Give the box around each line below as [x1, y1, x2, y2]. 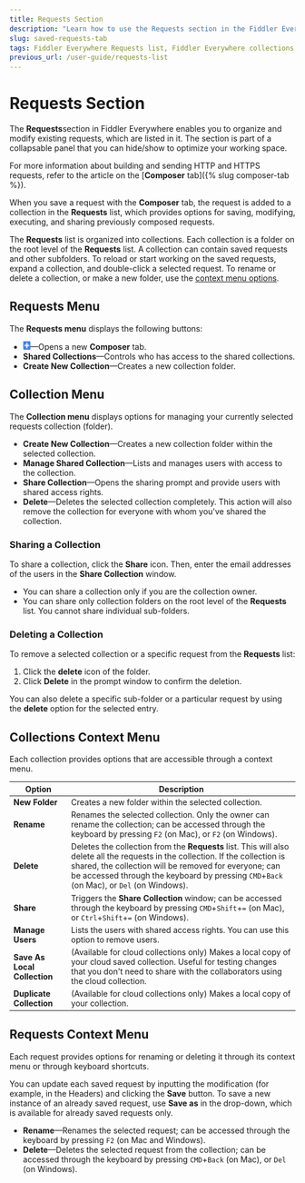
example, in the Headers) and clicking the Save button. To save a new [9, 1088, 271, 1098]
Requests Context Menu [9, 1027, 150, 1042]
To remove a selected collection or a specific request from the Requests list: [9, 649, 296, 660]
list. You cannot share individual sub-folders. [22, 605, 191, 616]
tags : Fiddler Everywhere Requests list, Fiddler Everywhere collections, [9, 44, 299, 53]
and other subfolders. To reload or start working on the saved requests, [9, 253, 277, 264]
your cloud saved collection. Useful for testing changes [71, 957, 277, 968]
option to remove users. [71, 934, 160, 945]
